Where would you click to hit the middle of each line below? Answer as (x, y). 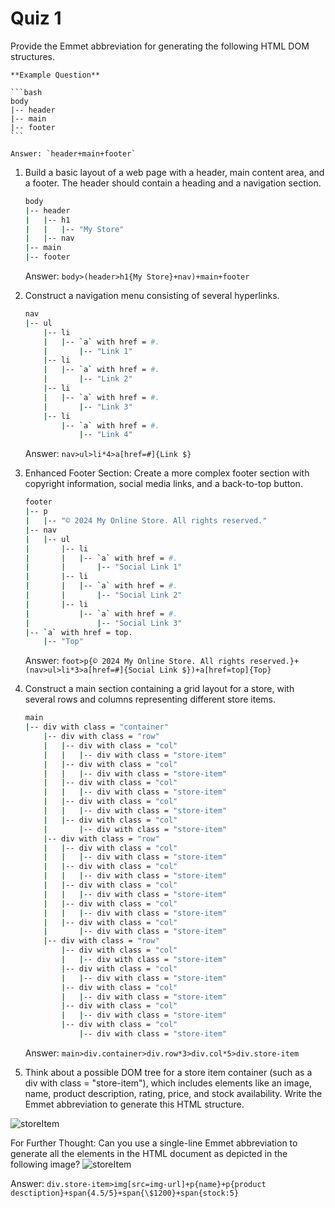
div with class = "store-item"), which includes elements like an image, (168, 1083)
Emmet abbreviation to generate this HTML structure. (134, 1104)
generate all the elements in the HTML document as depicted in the (149, 1153)
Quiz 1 (36, 18)
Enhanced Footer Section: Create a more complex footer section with (167, 473)
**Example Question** (55, 75)
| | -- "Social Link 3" (103, 623)
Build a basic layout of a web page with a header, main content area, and (174, 172)
